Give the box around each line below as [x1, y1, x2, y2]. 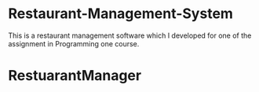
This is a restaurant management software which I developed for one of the [8, 31, 252, 40]
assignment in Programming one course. [8, 39, 140, 48]
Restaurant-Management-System [8, 5, 234, 23]
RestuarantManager [8, 67, 142, 85]
